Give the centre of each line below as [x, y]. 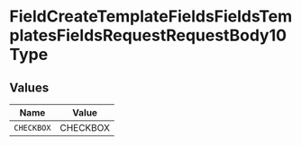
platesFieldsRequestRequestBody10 [148, 35]
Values [29, 87]
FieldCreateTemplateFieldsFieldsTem [151, 17]
